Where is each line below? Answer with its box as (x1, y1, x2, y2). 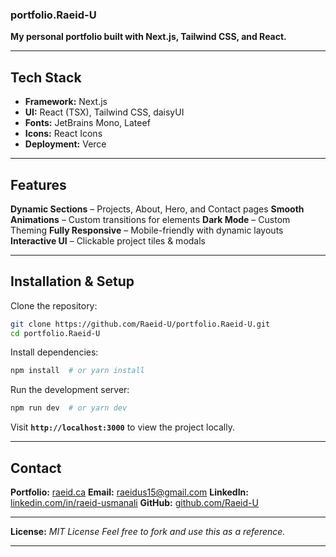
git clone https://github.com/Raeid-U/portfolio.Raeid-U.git (10, 319, 271, 329)
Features (10, 176, 67, 193)
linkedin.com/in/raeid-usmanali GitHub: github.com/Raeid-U (10, 497, 259, 509)
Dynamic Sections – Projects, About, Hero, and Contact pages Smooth (10, 203, 305, 215)
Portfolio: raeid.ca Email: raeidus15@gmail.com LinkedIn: (10, 486, 249, 498)
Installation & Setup (10, 273, 135, 290)
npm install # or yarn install (10, 366, 145, 376)
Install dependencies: (10, 346, 99, 358)
